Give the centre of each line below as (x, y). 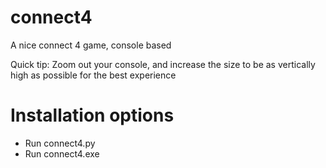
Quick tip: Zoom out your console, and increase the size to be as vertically (163, 64)
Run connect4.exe (62, 153)
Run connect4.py (60, 143)
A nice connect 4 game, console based (91, 45)
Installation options (92, 115)
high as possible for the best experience (93, 75)
